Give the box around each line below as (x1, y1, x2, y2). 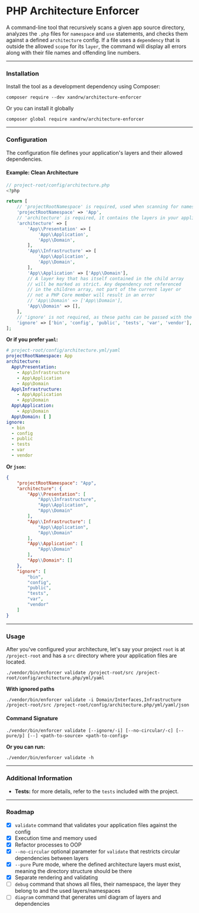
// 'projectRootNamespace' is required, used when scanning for (17, 204, 179, 210)
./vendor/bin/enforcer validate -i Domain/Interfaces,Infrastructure (6, 697, 182, 703)
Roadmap (6, 808, 34, 816)
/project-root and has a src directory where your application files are (6, 652, 178, 660)
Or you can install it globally (6, 105, 74, 112)
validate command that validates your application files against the (14, 821, 177, 829)
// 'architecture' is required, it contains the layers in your (17, 215, 179, 221)
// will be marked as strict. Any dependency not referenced (27, 281, 182, 287)
